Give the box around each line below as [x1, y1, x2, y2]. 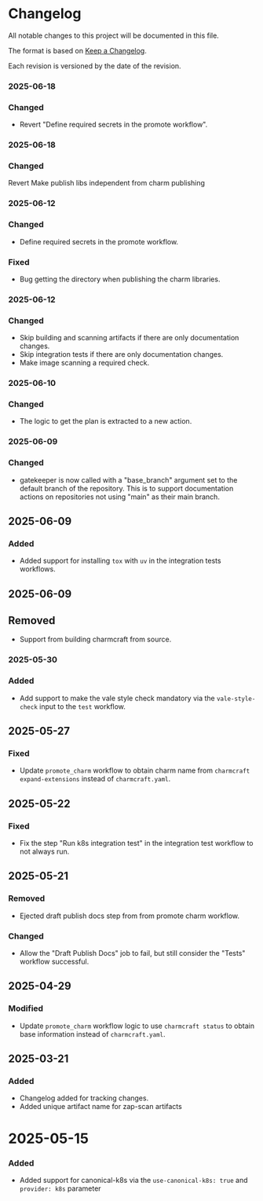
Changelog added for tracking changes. [19, 1093, 149, 1103]
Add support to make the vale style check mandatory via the [19, 693, 215, 703]
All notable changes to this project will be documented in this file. [8, 31, 220, 40]
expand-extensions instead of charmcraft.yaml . [19, 774, 171, 784]
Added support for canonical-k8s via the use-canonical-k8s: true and [19, 1175, 249, 1184]
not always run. [19, 847, 70, 857]
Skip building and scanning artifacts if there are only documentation [19, 333, 239, 343]
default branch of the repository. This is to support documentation [19, 483, 234, 493]
